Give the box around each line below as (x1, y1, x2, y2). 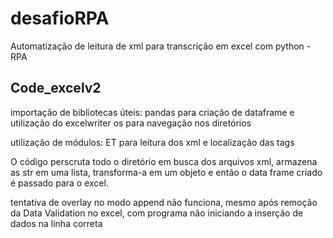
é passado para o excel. (10, 177, 109, 189)
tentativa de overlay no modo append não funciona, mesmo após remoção (10, 196, 318, 208)
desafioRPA (10, 7, 110, 30)
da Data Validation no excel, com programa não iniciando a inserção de (10, 207, 304, 219)
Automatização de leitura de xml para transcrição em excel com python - (10, 40, 312, 52)
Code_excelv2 (10, 80, 102, 97)
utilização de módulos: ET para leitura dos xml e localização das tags (10, 136, 295, 148)
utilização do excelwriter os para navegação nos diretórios (10, 117, 252, 129)
